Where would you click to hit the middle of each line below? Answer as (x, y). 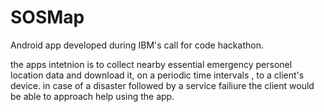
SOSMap (47, 17)
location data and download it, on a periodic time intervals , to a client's (157, 75)
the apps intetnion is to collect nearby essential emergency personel (151, 64)
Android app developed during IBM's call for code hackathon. (137, 45)
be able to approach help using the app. (92, 96)
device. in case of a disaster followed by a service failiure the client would (162, 85)
